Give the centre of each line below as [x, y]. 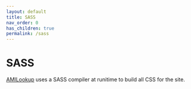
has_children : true [30, 28]
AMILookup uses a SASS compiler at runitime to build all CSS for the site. [96, 80]
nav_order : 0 [22, 23]
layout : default [26, 12]
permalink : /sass [28, 34]
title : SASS [21, 17]
